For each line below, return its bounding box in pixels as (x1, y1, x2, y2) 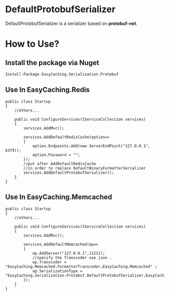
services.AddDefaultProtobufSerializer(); (23, 170, 114, 175)
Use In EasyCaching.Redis (5, 85, 90, 94)
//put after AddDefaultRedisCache (23, 161, 96, 166)
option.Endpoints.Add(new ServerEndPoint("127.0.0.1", (32, 143, 151, 148)
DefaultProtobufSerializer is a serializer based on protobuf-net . (5, 20, 138, 26)
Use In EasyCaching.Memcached (5, 193, 112, 202)
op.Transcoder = (32, 259, 67, 265)
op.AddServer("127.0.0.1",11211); (32, 250, 105, 256)
